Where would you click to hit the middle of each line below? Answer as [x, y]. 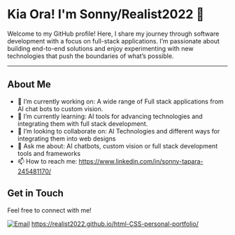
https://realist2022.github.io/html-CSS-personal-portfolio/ [115, 224]
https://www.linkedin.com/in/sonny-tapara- [141, 161]
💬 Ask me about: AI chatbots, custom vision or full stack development [117, 145]
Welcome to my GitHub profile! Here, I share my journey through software [113, 34]
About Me [29, 84]
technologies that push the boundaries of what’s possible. [91, 56]
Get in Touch [36, 193]
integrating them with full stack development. [83, 123]
